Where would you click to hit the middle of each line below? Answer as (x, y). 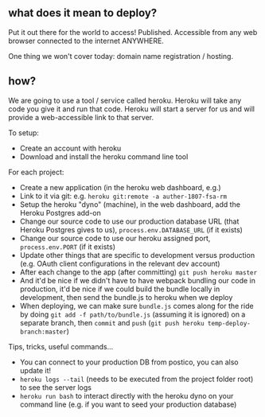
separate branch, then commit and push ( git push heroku (112, 322)
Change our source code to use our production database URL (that (129, 221)
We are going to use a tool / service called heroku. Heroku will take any (125, 100)
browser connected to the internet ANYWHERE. (86, 41)
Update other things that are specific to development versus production (137, 255)
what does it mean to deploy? (83, 13)
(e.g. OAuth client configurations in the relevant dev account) (120, 263)
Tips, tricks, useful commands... (61, 346)
